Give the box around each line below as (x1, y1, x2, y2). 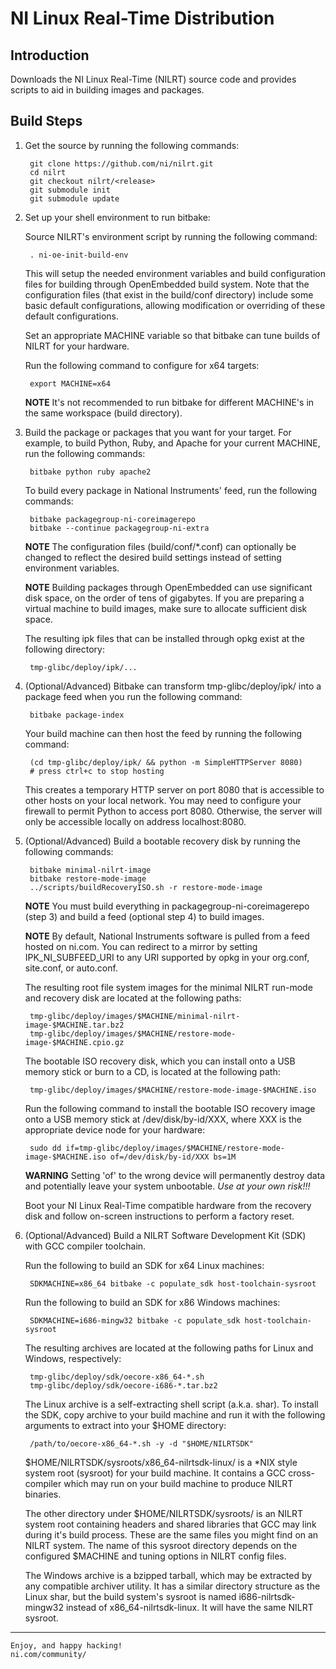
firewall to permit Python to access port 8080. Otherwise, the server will (24, 805, 323, 817)
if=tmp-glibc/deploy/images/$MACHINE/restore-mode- (65, 1143, 286, 1153)
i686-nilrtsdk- (238, 1590, 296, 1602)
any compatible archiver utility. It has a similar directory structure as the (24, 1580, 321, 1592)
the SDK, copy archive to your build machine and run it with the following (24, 1408, 326, 1421)
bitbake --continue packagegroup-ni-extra (29, 523, 210, 533)
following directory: (24, 643, 105, 655)
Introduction (10, 47, 90, 64)
